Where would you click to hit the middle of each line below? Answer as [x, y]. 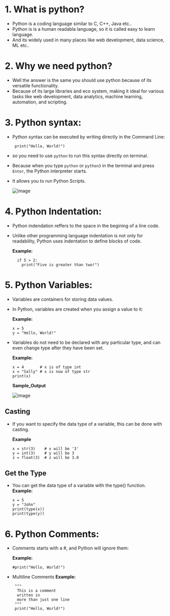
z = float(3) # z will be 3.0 [45, 457]
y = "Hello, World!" [34, 333]
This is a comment [37, 591]
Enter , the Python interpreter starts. [50, 171]
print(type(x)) [28, 509]
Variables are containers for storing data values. [63, 299]
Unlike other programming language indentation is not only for [78, 235]
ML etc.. [21, 45]
